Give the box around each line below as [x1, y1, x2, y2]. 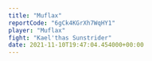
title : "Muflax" [8, 11, 62, 20]
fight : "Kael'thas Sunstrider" [8, 33, 112, 42]
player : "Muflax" [8, 26, 66, 34]
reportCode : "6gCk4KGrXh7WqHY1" [8, 19, 115, 27]
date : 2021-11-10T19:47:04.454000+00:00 [8, 41, 145, 49]
